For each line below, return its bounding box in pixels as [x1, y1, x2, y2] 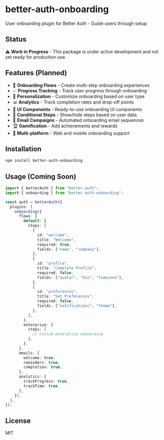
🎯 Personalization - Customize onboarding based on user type [12, 93, 145, 99]
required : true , [37, 242, 72, 247]
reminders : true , [23, 360, 60, 365]
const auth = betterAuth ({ [5, 199, 62, 205]
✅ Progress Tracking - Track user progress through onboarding [12, 87, 147, 93]
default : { [23, 218, 47, 224]
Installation [5, 145, 42, 153]
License [5, 416, 31, 425]
